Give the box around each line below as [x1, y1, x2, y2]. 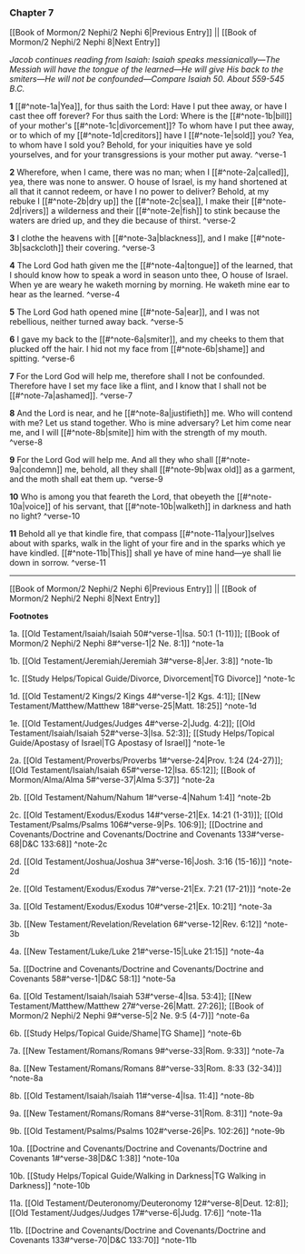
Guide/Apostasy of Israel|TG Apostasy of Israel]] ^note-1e [9, 737, 225, 748]
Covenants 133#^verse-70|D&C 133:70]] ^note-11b [9, 1235, 197, 1246]
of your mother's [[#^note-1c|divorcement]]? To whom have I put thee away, [9, 120, 295, 131]
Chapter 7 [9, 6, 54, 19]
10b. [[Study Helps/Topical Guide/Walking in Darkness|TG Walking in [9, 1170, 266, 1181]
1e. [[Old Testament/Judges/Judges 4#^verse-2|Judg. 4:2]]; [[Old [9, 718, 256, 729]
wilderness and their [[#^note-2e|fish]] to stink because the [57, 206, 281, 216]
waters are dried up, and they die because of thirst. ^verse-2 [9, 216, 236, 226]
